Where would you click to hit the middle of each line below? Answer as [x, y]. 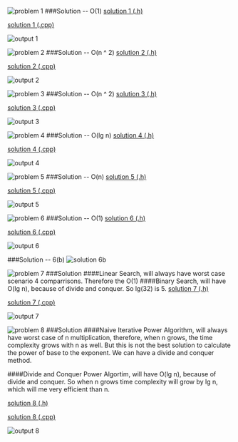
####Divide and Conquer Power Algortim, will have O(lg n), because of [112, 374]
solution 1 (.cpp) [31, 25]
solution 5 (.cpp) [31, 190]
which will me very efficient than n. [59, 389]
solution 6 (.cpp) [31, 232]
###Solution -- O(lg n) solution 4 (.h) [100, 135]
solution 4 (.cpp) [32, 149]
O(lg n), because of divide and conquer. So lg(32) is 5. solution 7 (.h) [108, 288]
